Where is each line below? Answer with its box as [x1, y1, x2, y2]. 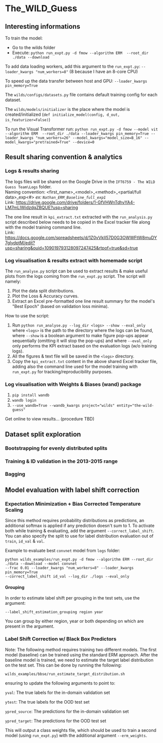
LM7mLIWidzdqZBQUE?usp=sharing [5, 204, 78, 210]
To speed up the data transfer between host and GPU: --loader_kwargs [5, 78, 147, 84]
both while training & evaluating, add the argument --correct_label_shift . [5, 528, 155, 534]
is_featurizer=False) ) [5, 117, 51, 122]
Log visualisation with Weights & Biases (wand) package [5, 381, 142, 387]
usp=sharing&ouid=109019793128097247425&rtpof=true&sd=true [5, 245, 138, 251]
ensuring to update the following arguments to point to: [5, 680, 116, 686]
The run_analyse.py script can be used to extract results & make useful [5, 268, 148, 274]
